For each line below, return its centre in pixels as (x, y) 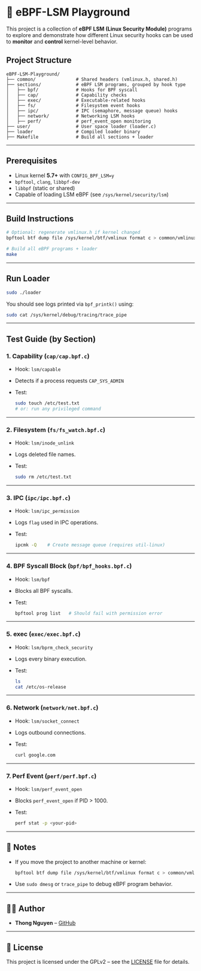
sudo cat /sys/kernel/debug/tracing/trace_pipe (67, 315)
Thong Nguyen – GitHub (45, 923)
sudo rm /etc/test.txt (43, 477)
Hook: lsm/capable (38, 369)
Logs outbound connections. (50, 732)
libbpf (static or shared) (45, 188)
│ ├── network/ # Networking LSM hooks (71, 116)
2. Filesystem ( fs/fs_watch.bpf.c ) (56, 430)
